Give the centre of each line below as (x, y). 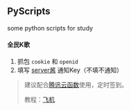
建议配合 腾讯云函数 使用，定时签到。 (76, 85)
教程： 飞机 (40, 100)
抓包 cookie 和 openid (47, 62)
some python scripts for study (50, 28)
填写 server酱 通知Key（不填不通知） (70, 70)
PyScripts (29, 11)
